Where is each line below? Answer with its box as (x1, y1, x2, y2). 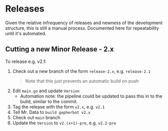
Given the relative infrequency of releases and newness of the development (5, 20, 163, 26)
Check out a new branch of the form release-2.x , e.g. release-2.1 (12, 68, 151, 74)
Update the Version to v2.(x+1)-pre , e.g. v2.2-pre (12, 119, 117, 126)
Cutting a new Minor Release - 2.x (5, 45, 114, 53)
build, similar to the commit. (20, 98, 78, 104)
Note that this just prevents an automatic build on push (25, 78, 139, 84)
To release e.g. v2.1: (5, 58, 47, 64)
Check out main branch (12, 114, 61, 120)
